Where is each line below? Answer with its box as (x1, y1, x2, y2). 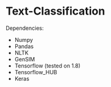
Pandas (14, 43, 34, 50)
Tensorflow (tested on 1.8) (14, 62, 81, 69)
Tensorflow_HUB (14, 68, 57, 75)
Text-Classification (5, 4, 106, 18)
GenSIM (14, 55, 35, 63)
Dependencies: (5, 24, 44, 32)
